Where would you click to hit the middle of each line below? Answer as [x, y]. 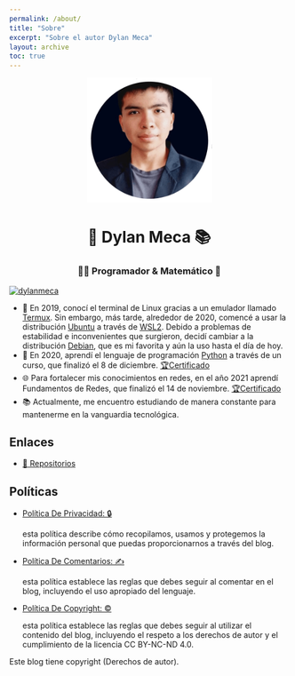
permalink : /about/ [45, 19]
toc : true [28, 56]
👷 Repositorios [49, 464]
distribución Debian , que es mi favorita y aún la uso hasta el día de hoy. [152, 346]
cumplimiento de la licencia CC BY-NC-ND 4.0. [108, 645]
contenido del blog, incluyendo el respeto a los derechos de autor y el [150, 635]
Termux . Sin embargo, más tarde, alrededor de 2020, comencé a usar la [154, 317]
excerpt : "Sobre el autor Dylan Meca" [81, 37]
